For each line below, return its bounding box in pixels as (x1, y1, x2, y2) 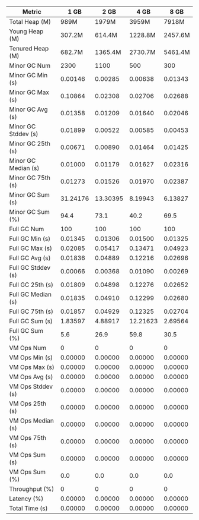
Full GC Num (9, 225, 44, 233)
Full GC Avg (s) (9, 254, 52, 262)
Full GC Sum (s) (9, 317, 53, 325)
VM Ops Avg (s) (9, 373, 53, 381)
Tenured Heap (9, 45, 49, 52)
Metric (22, 8, 41, 15)
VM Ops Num (9, 344, 47, 352)
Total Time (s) (9, 505, 48, 512)
